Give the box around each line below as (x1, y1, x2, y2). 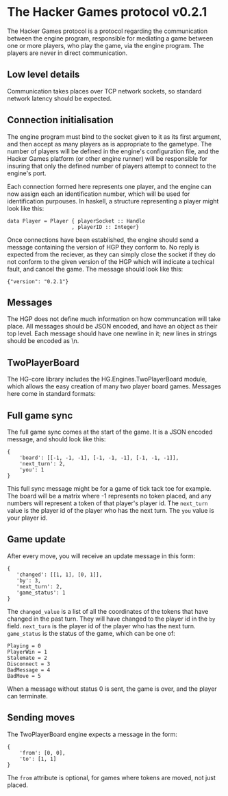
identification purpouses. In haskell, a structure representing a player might (7, 197, 219, 205)
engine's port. (7, 169, 47, 177)
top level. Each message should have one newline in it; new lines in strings (7, 329, 217, 338)
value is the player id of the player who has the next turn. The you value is (7, 507, 214, 514)
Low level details (7, 69, 80, 80)
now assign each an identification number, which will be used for (7, 190, 190, 198)
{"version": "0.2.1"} (7, 278, 69, 285)
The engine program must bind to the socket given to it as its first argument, (7, 132, 222, 141)
